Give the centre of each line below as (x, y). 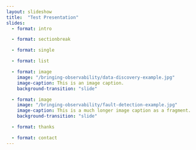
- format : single (33, 50)
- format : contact (35, 138)
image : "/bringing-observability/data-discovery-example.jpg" (96, 77)
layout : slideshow (29, 12)
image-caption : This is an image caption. (71, 83)
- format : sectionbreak (41, 40)
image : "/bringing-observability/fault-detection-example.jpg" (97, 105)
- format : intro (32, 28)
